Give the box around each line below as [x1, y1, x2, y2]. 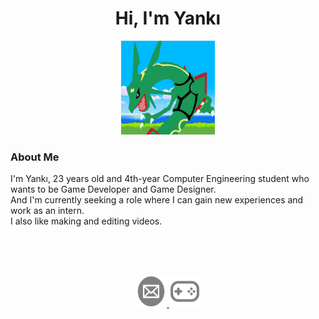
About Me [10, 150, 60, 164]
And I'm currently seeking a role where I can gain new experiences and [10, 194, 304, 206]
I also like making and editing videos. [10, 215, 163, 227]
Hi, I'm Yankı [114, 7, 222, 30]
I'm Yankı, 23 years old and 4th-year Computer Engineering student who [10, 173, 310, 185]
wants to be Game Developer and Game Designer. [10, 183, 217, 196]
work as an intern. [10, 205, 85, 217]
